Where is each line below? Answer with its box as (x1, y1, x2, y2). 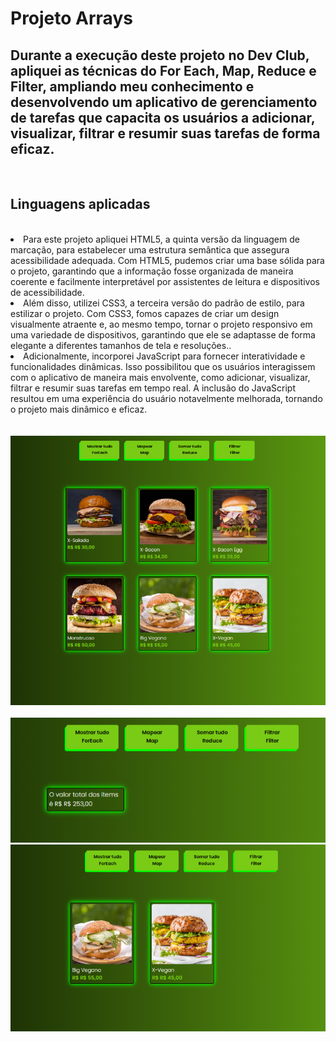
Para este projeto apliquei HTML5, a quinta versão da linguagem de (23, 233, 300, 245)
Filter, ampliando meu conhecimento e (10, 78, 255, 95)
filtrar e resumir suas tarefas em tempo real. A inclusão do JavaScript (10, 382, 296, 394)
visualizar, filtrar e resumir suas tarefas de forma (10, 125, 321, 142)
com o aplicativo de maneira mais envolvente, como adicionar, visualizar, (10, 371, 311, 383)
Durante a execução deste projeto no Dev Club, (10, 47, 310, 64)
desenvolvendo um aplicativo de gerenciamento (10, 93, 318, 111)
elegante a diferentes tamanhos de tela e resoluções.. (10, 339, 232, 351)
